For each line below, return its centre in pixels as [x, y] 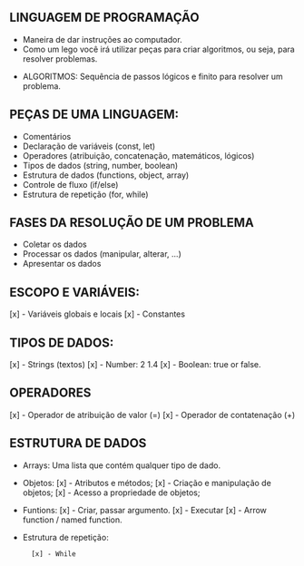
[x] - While [54, 554]
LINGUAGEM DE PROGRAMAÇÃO [104, 18]
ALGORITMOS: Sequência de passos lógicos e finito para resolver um [152, 76]
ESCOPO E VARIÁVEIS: [75, 292]
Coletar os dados [55, 244]
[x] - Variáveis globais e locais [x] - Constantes [98, 314]
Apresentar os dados [62, 264]
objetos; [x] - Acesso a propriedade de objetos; [111, 493]
